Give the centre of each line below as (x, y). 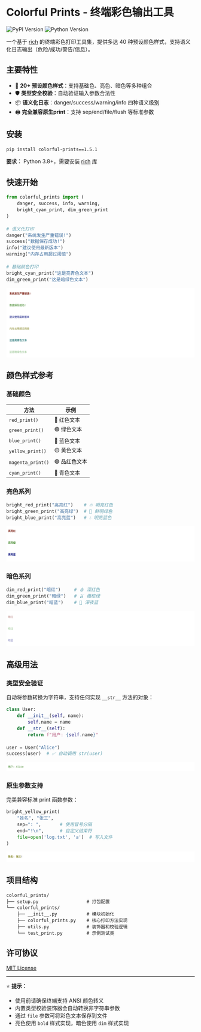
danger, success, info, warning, (59, 204)
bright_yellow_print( (33, 812)
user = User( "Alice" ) (33, 748)
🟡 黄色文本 (68, 450)
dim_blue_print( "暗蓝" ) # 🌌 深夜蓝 (52, 602)
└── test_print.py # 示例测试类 (66, 933)
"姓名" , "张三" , (35, 818)
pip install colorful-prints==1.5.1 (52, 149)
